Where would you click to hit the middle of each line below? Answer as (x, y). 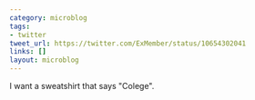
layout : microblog (44, 60)
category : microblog (49, 18)
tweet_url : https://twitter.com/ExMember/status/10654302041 (128, 43)
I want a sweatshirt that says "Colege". (82, 86)
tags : (20, 26)
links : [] (28, 52)
